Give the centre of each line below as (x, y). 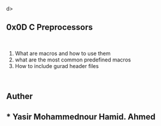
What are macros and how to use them (63, 53)
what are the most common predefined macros (73, 60)
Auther (19, 96)
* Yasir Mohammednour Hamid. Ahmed (81, 117)
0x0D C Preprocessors (50, 27)
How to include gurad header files (57, 66)
